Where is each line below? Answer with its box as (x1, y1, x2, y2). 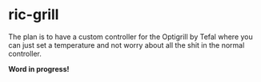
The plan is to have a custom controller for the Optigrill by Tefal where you (8, 32, 254, 41)
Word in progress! (8, 64, 70, 73)
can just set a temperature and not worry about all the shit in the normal (8, 40, 245, 49)
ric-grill (8, 6, 59, 24)
